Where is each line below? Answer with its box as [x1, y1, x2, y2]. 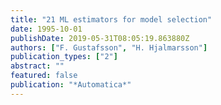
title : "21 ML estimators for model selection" [10, 14, 213, 25]
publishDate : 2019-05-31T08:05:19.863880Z [10, 33, 190, 43]
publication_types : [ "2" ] [10, 52, 118, 62]
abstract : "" [10, 61, 65, 71]
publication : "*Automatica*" [10, 80, 132, 90]
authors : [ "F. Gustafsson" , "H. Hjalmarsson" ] [10, 42, 208, 53]
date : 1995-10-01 [10, 24, 83, 34]
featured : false [10, 71, 78, 81]
